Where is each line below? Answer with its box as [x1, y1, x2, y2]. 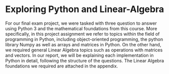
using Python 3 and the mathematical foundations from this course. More [5, 25, 157, 31]
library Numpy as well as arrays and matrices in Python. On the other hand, [5, 41, 161, 47]
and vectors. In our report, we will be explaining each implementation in [5, 52, 154, 58]
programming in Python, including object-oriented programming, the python [5, 36, 163, 42]
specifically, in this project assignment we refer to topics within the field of [5, 31, 160, 37]
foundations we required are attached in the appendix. [5, 63, 119, 69]
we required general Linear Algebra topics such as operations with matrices [5, 47, 163, 53]
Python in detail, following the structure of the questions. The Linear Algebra [5, 57, 164, 63]
